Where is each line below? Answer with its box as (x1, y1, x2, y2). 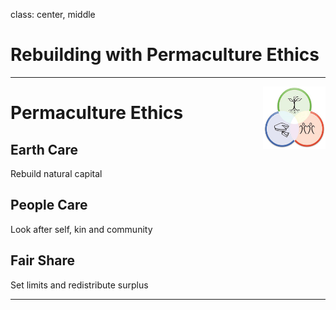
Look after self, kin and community (10, 223, 153, 235)
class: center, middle (10, 9, 96, 20)
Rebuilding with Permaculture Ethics (10, 44, 320, 66)
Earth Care (10, 141, 78, 158)
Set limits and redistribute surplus (10, 279, 149, 291)
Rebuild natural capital (10, 167, 103, 179)
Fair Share (10, 252, 75, 269)
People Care (10, 197, 88, 214)
